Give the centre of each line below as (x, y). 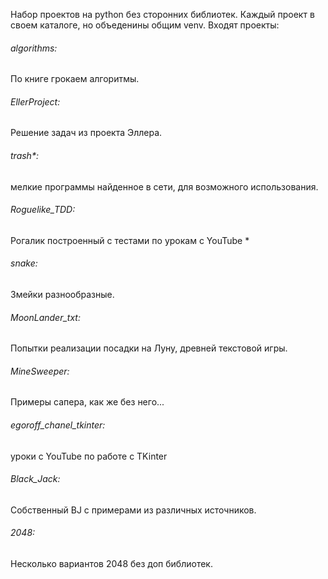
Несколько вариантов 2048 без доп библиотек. (111, 564)
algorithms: (34, 48)
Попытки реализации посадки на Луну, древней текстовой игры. (149, 348)
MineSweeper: (40, 371)
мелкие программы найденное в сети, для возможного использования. (164, 186)
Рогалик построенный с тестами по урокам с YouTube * (130, 240)
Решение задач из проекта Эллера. (86, 133)
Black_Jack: (35, 479)
